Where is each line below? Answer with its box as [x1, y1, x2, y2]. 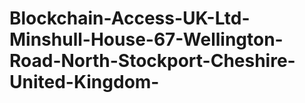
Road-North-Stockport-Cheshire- [9, 50, 296, 72]
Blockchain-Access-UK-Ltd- [9, 7, 251, 30]
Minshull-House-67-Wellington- [9, 28, 284, 51]
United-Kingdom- [9, 71, 160, 94]
